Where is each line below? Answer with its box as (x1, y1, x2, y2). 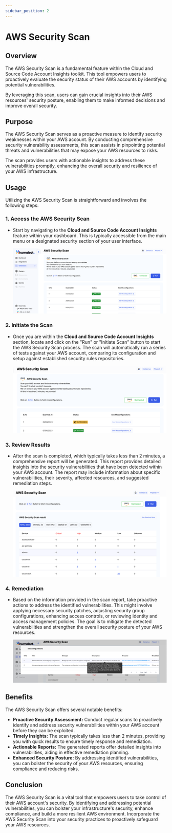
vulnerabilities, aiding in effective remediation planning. (12, 749, 130, 755)
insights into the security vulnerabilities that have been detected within (12, 464, 162, 470)
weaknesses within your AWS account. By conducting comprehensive (5, 136, 153, 143)
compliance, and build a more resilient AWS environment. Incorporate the (5, 810, 160, 817)
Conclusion (5, 781, 43, 789)
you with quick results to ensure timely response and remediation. (12, 738, 152, 745)
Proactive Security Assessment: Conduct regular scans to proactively (12, 716, 163, 722)
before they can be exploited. (12, 727, 75, 733)
